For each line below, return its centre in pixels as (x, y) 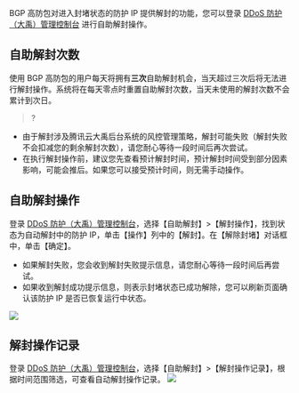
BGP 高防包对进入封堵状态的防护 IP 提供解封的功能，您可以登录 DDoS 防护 (146, 13)
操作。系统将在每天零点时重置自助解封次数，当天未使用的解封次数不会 (161, 89)
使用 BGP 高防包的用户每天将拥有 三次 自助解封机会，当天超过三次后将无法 (144, 77)
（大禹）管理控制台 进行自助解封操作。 (81, 24)
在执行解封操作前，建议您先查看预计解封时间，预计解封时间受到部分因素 (154, 158)
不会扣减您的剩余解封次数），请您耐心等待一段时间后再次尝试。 (137, 147)
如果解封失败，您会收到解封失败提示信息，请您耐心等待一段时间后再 (147, 264)
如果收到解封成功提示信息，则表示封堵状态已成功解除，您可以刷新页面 (151, 286)
